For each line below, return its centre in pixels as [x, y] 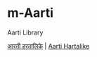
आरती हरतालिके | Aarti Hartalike [48, 46]
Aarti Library [25, 32]
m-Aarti [31, 13]
